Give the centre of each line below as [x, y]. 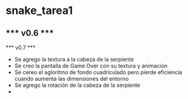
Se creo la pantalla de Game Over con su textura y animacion [91, 66]
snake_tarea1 [39, 11]
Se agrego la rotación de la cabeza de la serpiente [77, 85]
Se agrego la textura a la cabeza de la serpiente [74, 59]
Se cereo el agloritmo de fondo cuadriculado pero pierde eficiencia [98, 72]
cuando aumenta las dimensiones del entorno [72, 79]
